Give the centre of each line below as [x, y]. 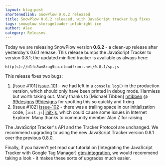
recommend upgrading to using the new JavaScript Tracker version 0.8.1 [80, 132]
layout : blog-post [24, 10]
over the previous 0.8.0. [29, 138]
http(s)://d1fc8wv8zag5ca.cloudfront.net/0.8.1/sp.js [62, 67]
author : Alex [19, 28]
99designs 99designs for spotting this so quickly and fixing [73, 102]
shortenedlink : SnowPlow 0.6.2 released [48, 14]
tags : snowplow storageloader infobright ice [53, 24]
